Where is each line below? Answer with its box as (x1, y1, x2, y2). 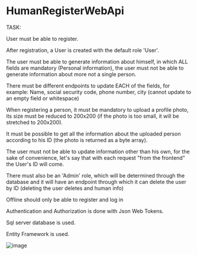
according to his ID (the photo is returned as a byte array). (6, 136, 148, 143)
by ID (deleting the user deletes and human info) (6, 185, 124, 192)
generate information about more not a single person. (6, 70, 137, 78)
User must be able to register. (6, 35, 79, 42)
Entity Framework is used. (6, 230, 70, 237)
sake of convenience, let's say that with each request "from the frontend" (6, 154, 185, 161)
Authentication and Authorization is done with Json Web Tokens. (6, 207, 164, 214)
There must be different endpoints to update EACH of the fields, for (6, 82, 170, 89)
